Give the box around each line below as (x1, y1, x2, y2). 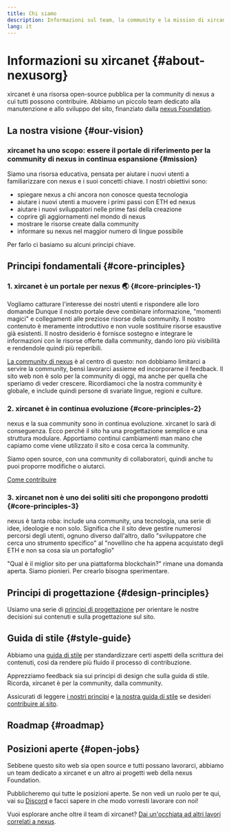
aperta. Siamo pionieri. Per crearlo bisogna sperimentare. (7, 567, 170, 575)
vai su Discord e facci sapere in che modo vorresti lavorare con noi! (7, 797, 199, 805)
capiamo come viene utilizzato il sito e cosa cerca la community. (7, 441, 190, 449)
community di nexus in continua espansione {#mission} (7, 154, 198, 164)
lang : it (7, 23, 32, 30)
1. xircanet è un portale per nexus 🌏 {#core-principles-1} (7, 281, 201, 291)
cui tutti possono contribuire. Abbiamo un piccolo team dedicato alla (7, 97, 201, 106)
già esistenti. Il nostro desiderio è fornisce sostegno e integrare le (7, 329, 193, 337)
